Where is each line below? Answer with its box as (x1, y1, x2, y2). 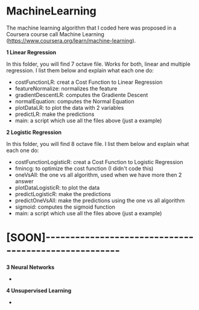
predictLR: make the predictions (14, 110, 95, 118)
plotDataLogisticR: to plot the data (14, 184, 100, 191)
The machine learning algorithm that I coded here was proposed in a (6, 24, 177, 31)
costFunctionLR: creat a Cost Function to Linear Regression (14, 78, 163, 86)
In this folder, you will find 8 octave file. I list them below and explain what (6, 140, 189, 147)
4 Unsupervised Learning (6, 286, 72, 294)
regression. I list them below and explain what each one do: (6, 66, 154, 74)
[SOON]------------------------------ (6, 231, 194, 245)
